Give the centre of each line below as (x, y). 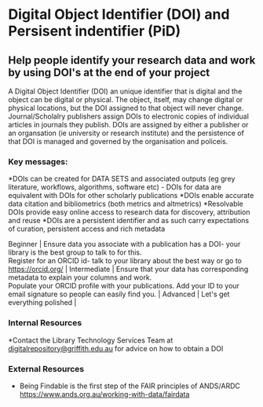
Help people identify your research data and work (132, 60)
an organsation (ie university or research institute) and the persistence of (126, 133)
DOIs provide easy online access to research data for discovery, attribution (129, 212)
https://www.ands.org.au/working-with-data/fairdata (104, 394)
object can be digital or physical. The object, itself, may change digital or (126, 99)
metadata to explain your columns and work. (80, 277)
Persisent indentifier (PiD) (95, 31)
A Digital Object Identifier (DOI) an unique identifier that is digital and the (125, 91)
